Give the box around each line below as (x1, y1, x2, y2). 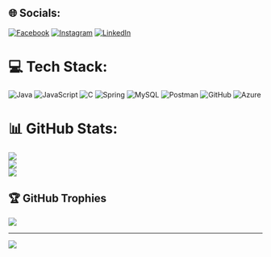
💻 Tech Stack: (8, 58, 108, 76)
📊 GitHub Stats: (8, 119, 119, 138)
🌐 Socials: (8, 6, 61, 20)
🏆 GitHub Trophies (8, 192, 107, 205)
